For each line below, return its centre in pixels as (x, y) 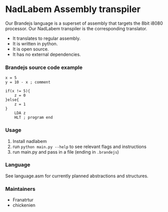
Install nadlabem (30, 141)
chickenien (24, 205)
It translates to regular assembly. (46, 38)
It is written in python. (35, 43)
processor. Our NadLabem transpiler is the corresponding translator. (76, 28)
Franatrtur (23, 200)
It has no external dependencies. (47, 54)
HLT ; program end (34, 118)
